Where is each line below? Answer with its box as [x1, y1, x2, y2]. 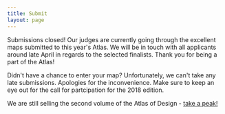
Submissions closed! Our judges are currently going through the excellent [7, 35, 216, 44]
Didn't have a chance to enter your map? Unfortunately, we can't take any [7, 70, 216, 79]
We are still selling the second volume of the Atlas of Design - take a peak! [7, 99, 218, 107]
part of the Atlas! [7, 57, 55, 66]
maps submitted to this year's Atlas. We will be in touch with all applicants [7, 43, 217, 51]
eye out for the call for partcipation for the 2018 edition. [7, 86, 164, 94]
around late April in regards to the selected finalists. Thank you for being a [7, 50, 217, 59]
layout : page [7, 17, 45, 23]
